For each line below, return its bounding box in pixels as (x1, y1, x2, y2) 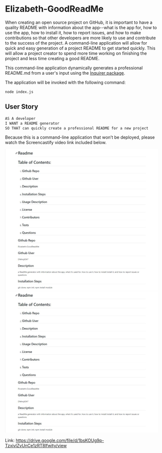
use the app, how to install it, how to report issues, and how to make (5, 30, 142, 35)
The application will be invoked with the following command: (5, 79, 126, 85)
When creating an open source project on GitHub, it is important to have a (5, 19, 153, 25)
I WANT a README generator (5, 121, 60, 126)
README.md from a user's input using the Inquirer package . (5, 70, 125, 76)
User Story (5, 103, 38, 111)
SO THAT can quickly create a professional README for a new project (5, 126, 149, 130)
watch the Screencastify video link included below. (5, 139, 107, 145)
